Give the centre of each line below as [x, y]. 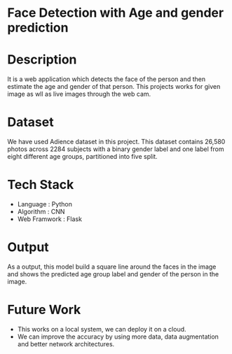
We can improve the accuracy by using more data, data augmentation [118, 337]
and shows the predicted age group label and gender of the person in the [113, 274]
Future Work [44, 310]
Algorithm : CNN [41, 212]
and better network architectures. [66, 344]
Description [42, 60]
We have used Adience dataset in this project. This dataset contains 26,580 [116, 142]
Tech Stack [41, 185]
